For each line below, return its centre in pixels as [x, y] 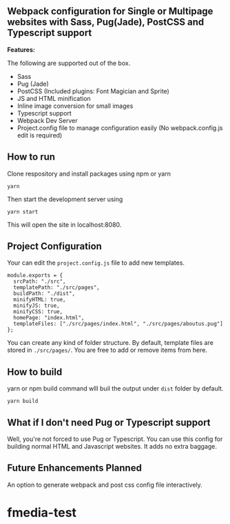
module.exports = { [35, 276]
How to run [31, 157]
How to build [35, 372]
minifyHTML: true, [40, 300]
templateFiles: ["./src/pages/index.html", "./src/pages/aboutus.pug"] [118, 324]
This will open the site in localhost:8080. [64, 225]
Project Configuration [54, 246]
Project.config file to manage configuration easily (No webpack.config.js [120, 128]
